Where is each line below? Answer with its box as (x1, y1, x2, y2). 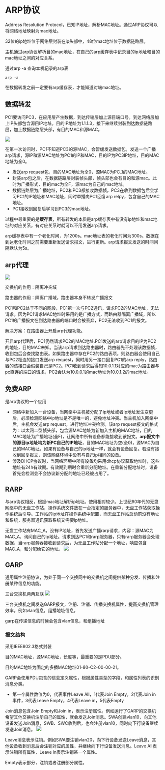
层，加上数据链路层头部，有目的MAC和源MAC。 (5, 126, 103, 132)
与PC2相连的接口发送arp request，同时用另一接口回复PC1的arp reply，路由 (5, 356, 158, 362)
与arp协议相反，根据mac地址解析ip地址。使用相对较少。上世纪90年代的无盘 (5, 499, 159, 504)
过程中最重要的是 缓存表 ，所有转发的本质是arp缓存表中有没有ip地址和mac (5, 216, 154, 222)
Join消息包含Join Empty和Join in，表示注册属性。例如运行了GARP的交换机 (5, 708, 156, 714)
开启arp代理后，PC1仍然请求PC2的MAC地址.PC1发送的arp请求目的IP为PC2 (5, 338, 156, 344)
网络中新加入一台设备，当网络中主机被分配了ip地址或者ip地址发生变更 (12, 409, 153, 415)
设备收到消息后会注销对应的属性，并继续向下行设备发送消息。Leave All (9, 743, 153, 749)
